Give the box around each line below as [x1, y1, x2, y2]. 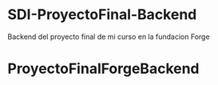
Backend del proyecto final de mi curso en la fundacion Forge [7, 32, 210, 41]
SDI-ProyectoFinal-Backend [7, 6, 197, 24]
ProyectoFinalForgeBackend [7, 60, 200, 78]
